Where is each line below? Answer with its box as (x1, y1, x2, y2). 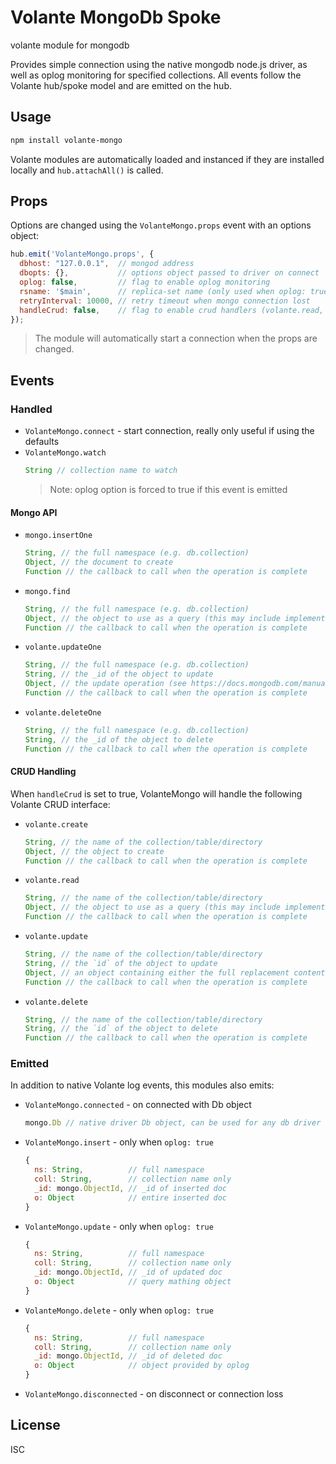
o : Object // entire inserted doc (34, 1192, 227, 1203)
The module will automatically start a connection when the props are (34, 332, 318, 345)
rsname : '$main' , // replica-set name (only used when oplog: (19, 286, 307, 296)
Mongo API (10, 506, 58, 518)
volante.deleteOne (24, 707, 102, 718)
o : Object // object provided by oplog (34, 1361, 250, 1371)
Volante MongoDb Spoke (10, 6, 222, 29)
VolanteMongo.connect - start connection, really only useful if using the (24, 425, 315, 437)
